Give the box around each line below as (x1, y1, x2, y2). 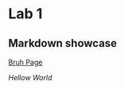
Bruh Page (8, 57, 43, 67)
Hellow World (8, 73, 53, 82)
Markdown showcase (8, 37, 118, 50)
